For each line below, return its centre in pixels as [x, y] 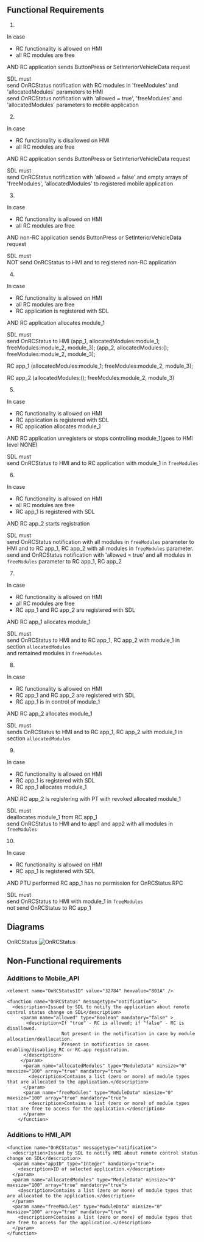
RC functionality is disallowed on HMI [62, 140]
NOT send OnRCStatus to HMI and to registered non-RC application [92, 262]
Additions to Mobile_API [43, 978]
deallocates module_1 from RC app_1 [52, 817]
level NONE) [22, 444]
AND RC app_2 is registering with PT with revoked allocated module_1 [94, 798]
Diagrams [26, 927]
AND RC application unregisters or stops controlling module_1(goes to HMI [100, 438]
